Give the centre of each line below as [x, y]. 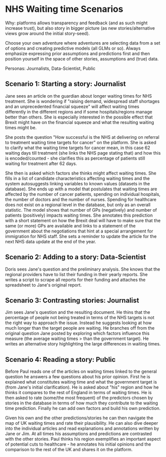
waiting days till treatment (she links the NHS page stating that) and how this [83, 153]
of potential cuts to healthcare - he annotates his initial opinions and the [78, 444]
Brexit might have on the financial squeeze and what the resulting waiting [80, 122]
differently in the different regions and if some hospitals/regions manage [79, 112]
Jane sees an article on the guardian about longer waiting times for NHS [79, 96]
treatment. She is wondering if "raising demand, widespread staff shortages [82, 101]
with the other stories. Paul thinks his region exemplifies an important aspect [83, 439]
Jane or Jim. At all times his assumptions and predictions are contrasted [79, 434]
